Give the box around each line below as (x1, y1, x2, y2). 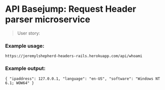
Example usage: (5, 42, 44, 49)
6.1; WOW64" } (5, 80, 35, 86)
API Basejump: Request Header (5, 3, 136, 15)
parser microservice (5, 14, 90, 25)
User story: (17, 30, 41, 36)
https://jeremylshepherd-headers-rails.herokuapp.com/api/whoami (5, 54, 142, 59)
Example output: (5, 65, 46, 72)
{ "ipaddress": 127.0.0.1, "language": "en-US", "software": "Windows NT (5, 76, 161, 81)
